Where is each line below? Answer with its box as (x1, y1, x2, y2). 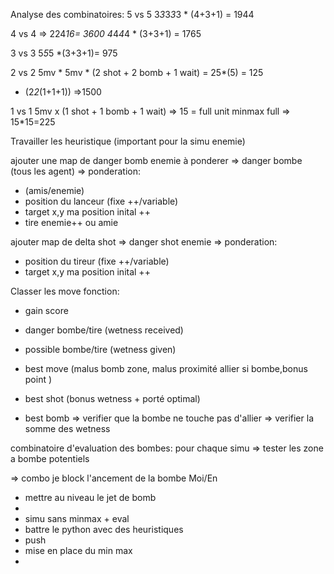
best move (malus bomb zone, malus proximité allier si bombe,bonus (24, 363, 308, 374)
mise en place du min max (24, 545, 133, 556)
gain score (24, 305, 69, 316)
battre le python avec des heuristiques (24, 524, 184, 535)
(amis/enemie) (24, 185, 85, 196)
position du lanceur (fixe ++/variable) (24, 195, 179, 207)
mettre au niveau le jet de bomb (24, 492, 157, 503)
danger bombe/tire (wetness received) (24, 324, 184, 336)
